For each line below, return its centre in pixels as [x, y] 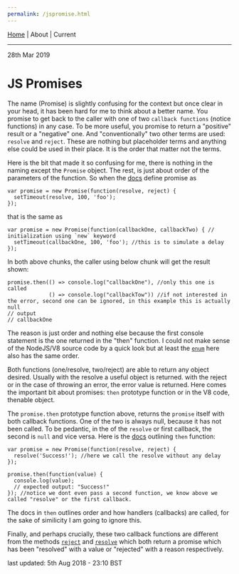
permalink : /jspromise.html [49, 14]
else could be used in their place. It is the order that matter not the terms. [115, 149]
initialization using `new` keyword [62, 236]
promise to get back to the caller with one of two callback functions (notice [119, 118]
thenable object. [31, 399]
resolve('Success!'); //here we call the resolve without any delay [117, 456]
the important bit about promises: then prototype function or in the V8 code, [118, 392]
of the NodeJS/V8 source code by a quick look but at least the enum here [113, 348]
